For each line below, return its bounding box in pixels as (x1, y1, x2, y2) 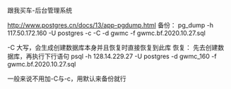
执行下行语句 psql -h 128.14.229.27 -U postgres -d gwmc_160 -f (31, 52, 217, 60)
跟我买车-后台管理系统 (7, 6, 73, 14)
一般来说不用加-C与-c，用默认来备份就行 (7, 74, 127, 83)
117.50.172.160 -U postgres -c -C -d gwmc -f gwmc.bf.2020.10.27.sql (7, 29, 206, 37)
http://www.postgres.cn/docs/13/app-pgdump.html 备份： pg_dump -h (7, 21, 214, 29)
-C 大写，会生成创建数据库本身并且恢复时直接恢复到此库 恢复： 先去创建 (7, 43, 218, 51)
